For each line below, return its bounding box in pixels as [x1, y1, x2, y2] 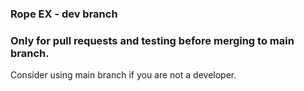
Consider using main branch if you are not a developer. [10, 69, 237, 81]
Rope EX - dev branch [10, 7, 118, 21]
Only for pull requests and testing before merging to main [10, 33, 295, 47]
